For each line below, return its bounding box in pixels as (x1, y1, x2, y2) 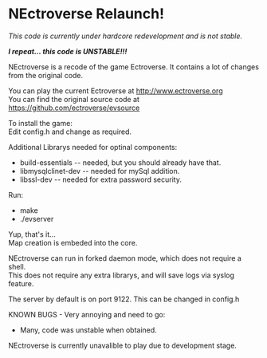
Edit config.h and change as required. (8, 127, 132, 136)
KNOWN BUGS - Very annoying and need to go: (8, 309, 166, 319)
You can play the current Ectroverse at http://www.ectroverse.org (8, 85, 223, 96)
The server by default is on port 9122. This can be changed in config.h (8, 294, 240, 304)
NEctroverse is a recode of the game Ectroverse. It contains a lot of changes (8, 61, 259, 72)
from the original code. (8, 70, 84, 80)
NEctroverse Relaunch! (8, 5, 165, 23)
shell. (8, 262, 26, 271)
